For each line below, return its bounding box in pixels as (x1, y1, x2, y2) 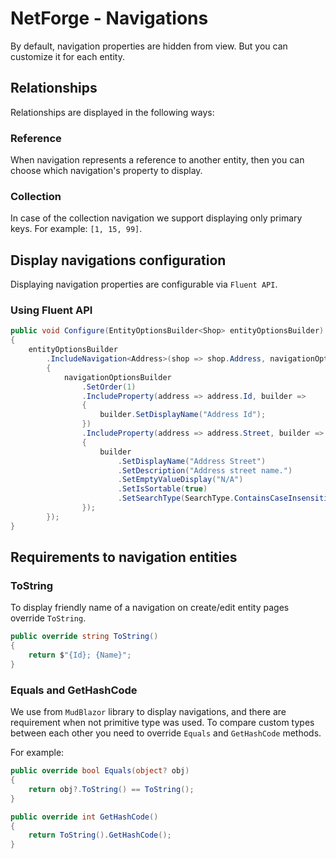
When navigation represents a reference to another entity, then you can (10, 154, 305, 166)
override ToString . (10, 612, 87, 624)
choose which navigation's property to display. (10, 165, 203, 177)
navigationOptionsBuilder (63, 372, 172, 382)
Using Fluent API (10, 303, 93, 317)
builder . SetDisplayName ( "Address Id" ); (99, 410, 267, 420)
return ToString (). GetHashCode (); (28, 830, 172, 841)
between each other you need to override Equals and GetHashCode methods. (10, 727, 322, 739)
